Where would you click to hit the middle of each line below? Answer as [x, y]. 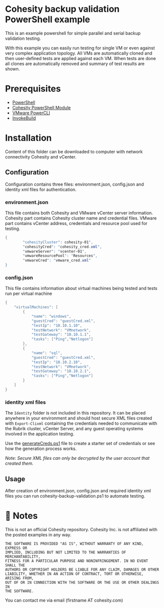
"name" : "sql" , [47, 353]
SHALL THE [15, 565]
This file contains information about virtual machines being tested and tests [81, 288]
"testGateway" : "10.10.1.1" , [61, 335]
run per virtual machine [29, 293]
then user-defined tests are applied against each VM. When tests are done [81, 58]
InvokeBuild [24, 118]
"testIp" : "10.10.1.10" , [57, 325]
